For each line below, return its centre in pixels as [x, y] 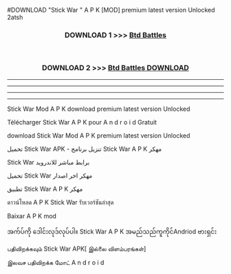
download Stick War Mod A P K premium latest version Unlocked [99, 135]
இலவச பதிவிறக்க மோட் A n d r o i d [56, 262]
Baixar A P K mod [32, 215]
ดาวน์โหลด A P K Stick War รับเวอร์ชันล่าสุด [60, 202]
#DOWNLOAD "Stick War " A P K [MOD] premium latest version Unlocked [111, 10]
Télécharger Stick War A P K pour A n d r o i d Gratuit [82, 122]
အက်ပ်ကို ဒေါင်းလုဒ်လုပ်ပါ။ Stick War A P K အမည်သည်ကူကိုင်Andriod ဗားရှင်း [112, 231]
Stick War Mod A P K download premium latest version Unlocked [99, 109]
